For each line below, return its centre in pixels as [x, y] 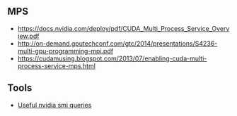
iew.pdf [28, 36]
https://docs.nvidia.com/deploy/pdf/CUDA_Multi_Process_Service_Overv [123, 28]
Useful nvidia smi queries [54, 105]
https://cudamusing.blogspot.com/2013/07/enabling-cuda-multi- [112, 58]
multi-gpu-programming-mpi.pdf [65, 51]
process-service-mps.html [56, 65]
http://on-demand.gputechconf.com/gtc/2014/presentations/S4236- [117, 43]
